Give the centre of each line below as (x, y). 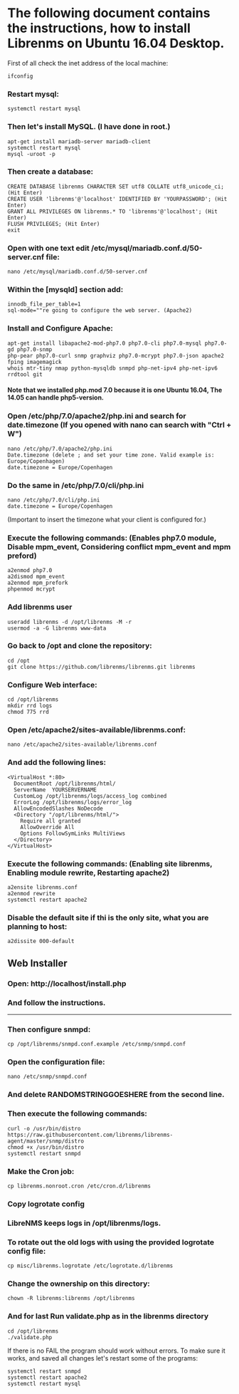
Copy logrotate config (46, 1204)
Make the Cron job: (41, 1171)
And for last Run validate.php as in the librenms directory (108, 1316)
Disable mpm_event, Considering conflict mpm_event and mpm (119, 546)
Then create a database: (51, 172)
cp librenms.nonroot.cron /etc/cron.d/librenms (79, 1186)
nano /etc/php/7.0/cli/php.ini (54, 500)
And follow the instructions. (57, 1002)
